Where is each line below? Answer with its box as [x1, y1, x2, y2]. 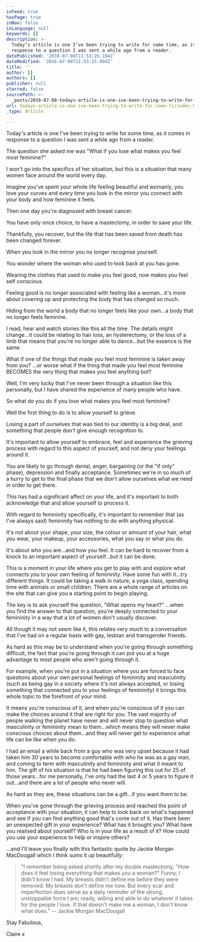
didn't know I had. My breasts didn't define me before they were [20, 876, 179, 883]
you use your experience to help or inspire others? [6, 834, 130, 841]
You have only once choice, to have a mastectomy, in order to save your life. [6, 219, 193, 226]
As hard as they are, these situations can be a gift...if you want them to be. [6, 791, 189, 798]
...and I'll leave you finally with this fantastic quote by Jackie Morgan [6, 846, 174, 853]
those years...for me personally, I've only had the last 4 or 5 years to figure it [6, 773, 193, 780]
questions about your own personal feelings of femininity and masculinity [6, 674, 186, 681]
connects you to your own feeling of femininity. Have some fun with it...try [6, 571, 187, 578]
